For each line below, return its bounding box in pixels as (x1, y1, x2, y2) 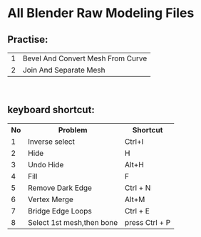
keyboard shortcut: (7, 104, 95, 116)
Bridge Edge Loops (28, 206, 93, 216)
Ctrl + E (124, 206, 150, 216)
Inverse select (28, 137, 75, 147)
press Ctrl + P (124, 217, 171, 227)
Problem (58, 125, 88, 135)
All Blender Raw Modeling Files (7, 5, 195, 21)
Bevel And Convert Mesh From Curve (22, 53, 148, 63)
